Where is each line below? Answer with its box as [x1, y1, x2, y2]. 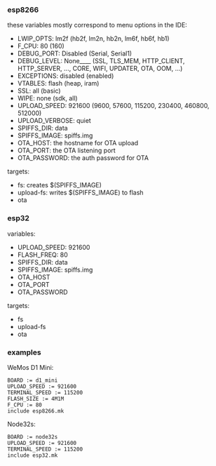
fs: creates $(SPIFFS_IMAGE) [17, 181, 102, 189]
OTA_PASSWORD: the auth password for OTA [17, 154, 149, 162]
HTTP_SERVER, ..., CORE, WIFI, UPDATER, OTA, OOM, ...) [17, 65, 183, 73]
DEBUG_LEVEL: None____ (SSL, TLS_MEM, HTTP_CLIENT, [17, 57, 185, 65]
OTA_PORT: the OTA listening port [17, 146, 116, 155]
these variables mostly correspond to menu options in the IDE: [7, 21, 187, 29]
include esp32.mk [7, 451, 58, 459]
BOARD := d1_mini [7, 377, 58, 384]
